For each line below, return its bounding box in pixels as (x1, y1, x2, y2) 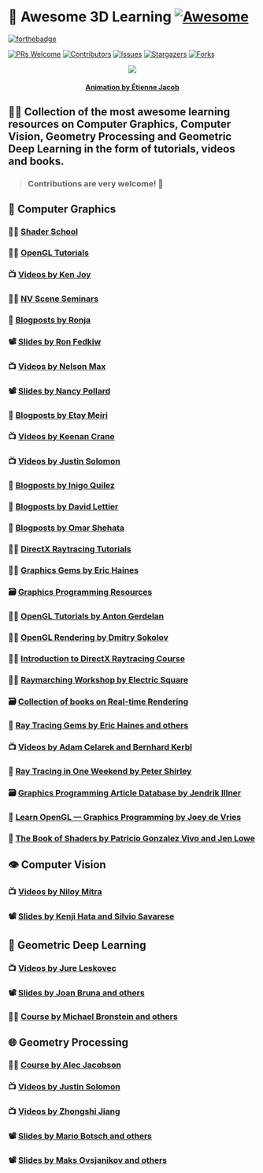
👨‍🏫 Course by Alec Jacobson (8, 1059, 122, 1070)
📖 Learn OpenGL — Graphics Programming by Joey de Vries (8, 812, 242, 823)
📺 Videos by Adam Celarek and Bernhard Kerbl (8, 742, 193, 753)
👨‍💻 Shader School (8, 226, 79, 237)
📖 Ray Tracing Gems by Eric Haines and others (8, 720, 189, 731)
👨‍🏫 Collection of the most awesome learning (8, 105, 231, 118)
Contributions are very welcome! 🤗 (27, 178, 164, 189)
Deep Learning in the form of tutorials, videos (8, 142, 235, 156)
